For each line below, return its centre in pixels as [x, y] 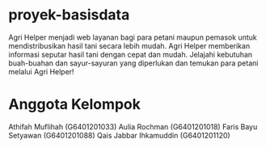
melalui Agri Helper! [41, 71]
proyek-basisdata [69, 15]
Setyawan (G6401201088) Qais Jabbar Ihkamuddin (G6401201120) [119, 135]
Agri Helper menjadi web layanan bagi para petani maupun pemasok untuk [133, 37]
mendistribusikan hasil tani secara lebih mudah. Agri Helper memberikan [129, 45]
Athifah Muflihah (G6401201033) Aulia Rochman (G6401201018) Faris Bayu [133, 126]
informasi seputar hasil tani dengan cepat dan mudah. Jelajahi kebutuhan [131, 54]
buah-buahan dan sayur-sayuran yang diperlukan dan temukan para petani [133, 63]
